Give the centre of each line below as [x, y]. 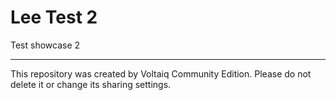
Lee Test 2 [54, 17]
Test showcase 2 [45, 45]
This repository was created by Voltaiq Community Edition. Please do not [161, 73]
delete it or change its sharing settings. [91, 84]
